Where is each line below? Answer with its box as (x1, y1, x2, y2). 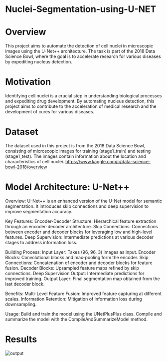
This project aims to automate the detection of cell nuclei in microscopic (5, 43, 154, 49)
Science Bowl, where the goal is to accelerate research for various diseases (5, 53, 161, 59)
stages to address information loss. (5, 239, 78, 245)
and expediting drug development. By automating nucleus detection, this (5, 98, 155, 104)
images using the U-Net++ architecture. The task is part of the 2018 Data (5, 48, 156, 54)
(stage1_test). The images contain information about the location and (5, 153, 146, 159)
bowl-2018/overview (5, 164, 47, 170)
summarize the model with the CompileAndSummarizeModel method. (5, 316, 148, 322)
